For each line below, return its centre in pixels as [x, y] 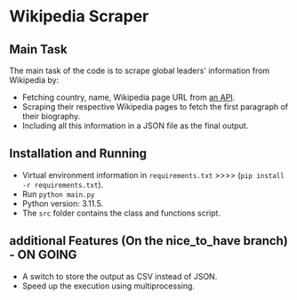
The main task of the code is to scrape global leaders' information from [140, 70]
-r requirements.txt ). [63, 184]
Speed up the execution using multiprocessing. [108, 286]
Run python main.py [58, 194]
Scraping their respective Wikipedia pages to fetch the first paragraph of [155, 107]
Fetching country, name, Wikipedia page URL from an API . [128, 97]
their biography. [51, 116]
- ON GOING [43, 255]
